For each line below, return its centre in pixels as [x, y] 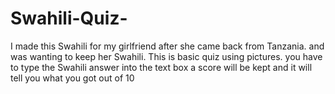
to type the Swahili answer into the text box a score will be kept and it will [161, 67]
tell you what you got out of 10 [72, 78]
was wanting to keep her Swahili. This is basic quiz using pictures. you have [166, 56]
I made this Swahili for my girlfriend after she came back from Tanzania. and [167, 46]
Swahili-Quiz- [69, 18]
